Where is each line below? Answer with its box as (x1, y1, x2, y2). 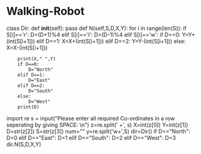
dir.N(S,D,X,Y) (6, 141, 42, 148)
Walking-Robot (6, 4, 85, 18)
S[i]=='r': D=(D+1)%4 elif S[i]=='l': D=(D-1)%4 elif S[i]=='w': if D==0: (6, 31, 181, 38)
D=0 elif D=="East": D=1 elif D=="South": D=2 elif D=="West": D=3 (6, 134, 176, 141)
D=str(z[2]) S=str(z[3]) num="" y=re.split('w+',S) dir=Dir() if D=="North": (6, 127, 191, 135)
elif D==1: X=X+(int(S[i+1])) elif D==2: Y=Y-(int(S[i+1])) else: (36, 37, 186, 45)
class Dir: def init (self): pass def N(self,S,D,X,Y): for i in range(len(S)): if (6, 24, 187, 32)
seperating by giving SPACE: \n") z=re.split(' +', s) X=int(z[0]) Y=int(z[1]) (6, 121, 189, 128)
